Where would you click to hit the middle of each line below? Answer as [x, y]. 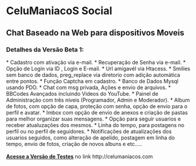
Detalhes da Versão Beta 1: [45, 50]
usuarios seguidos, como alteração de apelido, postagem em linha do [91, 138]
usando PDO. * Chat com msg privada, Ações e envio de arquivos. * [89, 87]
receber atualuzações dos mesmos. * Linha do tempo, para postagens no [95, 125]
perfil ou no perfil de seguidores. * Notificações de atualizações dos [89, 131]
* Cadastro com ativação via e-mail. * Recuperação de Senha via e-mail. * [96, 62]
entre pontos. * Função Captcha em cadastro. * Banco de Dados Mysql [92, 81]
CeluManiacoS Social [59, 11]
